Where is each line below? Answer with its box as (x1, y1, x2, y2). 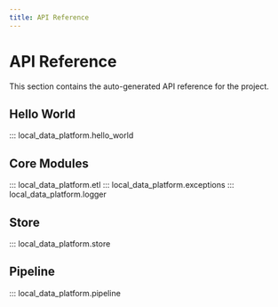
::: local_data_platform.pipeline (9, 287, 122, 298)
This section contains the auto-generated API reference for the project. (9, 81, 269, 92)
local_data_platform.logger (9, 189, 107, 200)
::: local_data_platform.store (9, 238, 111, 249)
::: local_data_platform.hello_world (9, 130, 134, 141)
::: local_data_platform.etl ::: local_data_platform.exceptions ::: (9, 180, 234, 190)
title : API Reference (9, 12, 90, 22)
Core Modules (9, 156, 89, 171)
